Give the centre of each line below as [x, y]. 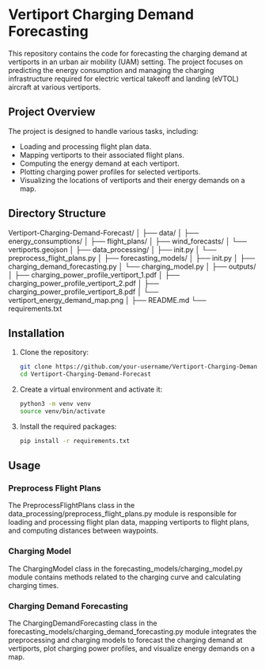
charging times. [34, 585]
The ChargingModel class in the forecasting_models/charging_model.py [125, 568]
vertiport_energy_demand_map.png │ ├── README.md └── [107, 300]
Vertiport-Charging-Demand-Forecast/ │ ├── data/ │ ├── [104, 232]
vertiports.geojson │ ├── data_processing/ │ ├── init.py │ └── [113, 249]
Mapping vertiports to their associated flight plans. [102, 155]
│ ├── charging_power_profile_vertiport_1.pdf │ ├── [94, 274]
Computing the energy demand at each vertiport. [99, 163]
